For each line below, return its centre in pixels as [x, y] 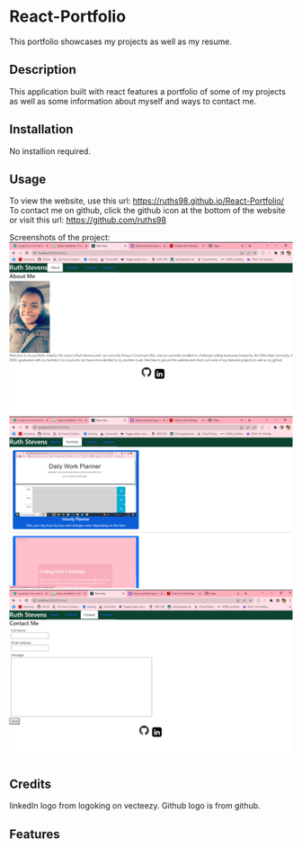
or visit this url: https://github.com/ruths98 [88, 220]
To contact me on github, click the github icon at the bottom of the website [147, 211]
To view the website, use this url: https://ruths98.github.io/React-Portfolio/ [147, 201]
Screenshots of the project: [60, 238]
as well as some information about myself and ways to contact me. [133, 101]
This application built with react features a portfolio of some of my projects [147, 91]
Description [43, 70]
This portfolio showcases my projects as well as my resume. [120, 41]
